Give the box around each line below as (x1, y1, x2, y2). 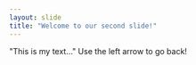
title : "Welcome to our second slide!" (9, 21, 158, 30)
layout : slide (9, 12, 62, 22)
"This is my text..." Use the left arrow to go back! (9, 45, 187, 56)
